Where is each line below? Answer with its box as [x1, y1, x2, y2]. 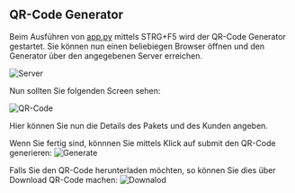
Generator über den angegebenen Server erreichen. [9, 50, 202, 61]
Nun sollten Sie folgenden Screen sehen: [9, 85, 161, 96]
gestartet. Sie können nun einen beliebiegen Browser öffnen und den [9, 41, 265, 51]
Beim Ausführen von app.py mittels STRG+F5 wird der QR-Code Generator [9, 31, 286, 41]
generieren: [9, 147, 52, 158]
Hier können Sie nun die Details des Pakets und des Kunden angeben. [9, 120, 268, 131]
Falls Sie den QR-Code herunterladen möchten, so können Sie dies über [9, 164, 276, 175]
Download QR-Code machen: [9, 174, 119, 185]
